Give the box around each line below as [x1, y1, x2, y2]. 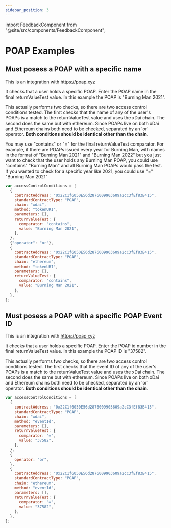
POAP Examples [5, 44, 75, 56]
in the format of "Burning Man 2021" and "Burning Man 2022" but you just [5, 152, 161, 158]
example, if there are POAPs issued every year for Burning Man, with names [5, 146, 165, 152]
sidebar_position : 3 [5, 7, 50, 13]
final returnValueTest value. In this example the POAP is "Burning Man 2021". [5, 94, 166, 100]
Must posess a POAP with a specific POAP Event [5, 311, 162, 320]
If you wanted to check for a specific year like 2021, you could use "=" [5, 168, 153, 174]
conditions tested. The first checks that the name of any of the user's [5, 109, 151, 115]
